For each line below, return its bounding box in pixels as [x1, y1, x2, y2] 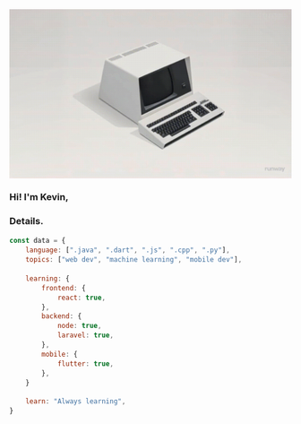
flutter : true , [56, 359, 115, 368]
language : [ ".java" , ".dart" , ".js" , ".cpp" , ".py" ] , [25, 246, 230, 255]
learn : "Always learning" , [25, 397, 126, 406]
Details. [9, 215, 44, 228]
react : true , [56, 293, 106, 302]
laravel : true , [56, 331, 115, 340]
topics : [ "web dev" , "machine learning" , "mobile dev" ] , [25, 255, 243, 264]
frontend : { [41, 283, 87, 292]
